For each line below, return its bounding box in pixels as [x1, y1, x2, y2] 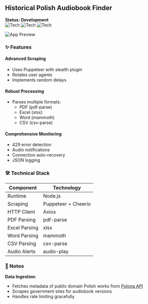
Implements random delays [12, 77, 67, 82]
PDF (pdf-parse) [19, 104, 52, 110]
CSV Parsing [7, 240, 36, 247]
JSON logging [12, 157, 40, 163]
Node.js [43, 192, 61, 199]
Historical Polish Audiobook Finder [5, 4, 113, 12]
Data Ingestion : [5, 273, 36, 280]
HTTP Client [7, 208, 35, 215]
